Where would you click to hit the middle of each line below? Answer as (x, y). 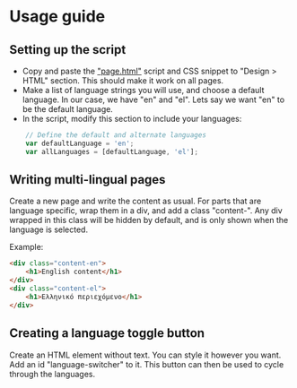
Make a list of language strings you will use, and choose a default (143, 90)
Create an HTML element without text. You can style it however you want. (145, 355)
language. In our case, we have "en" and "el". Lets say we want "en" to (153, 99)
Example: (26, 247)
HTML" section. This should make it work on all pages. (123, 81)
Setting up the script (68, 50)
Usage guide (57, 17)
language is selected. (48, 229)
